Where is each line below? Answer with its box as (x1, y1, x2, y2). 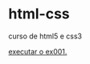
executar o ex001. (8, 46, 67, 56)
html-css (8, 5, 70, 23)
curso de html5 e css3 (8, 31, 83, 41)
